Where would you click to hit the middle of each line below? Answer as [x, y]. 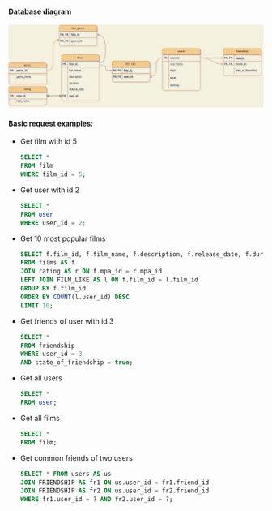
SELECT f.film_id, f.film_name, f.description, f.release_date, [131, 254]
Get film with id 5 [48, 141]
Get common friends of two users [76, 457]
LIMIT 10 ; [37, 305]
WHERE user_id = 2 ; [53, 223]
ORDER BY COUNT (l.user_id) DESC [74, 297]
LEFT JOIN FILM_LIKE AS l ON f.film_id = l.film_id [109, 280]
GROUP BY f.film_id [53, 289]
